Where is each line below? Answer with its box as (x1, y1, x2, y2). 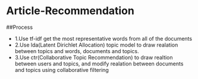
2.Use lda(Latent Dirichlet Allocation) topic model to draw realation (14, 41, 178, 48)
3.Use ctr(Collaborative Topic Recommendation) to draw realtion (14, 54, 174, 61)
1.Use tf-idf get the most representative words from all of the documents (14, 35, 192, 42)
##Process (6, 24, 33, 31)
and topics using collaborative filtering (14, 66, 109, 73)
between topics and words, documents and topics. (14, 47, 139, 54)
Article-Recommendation (6, 4, 135, 18)
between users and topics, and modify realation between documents (14, 60, 184, 67)
